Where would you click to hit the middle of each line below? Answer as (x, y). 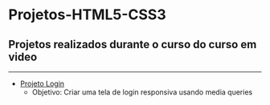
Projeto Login (42, 83)
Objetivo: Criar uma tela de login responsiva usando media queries (142, 92)
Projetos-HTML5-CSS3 (87, 15)
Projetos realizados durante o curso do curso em (133, 44)
